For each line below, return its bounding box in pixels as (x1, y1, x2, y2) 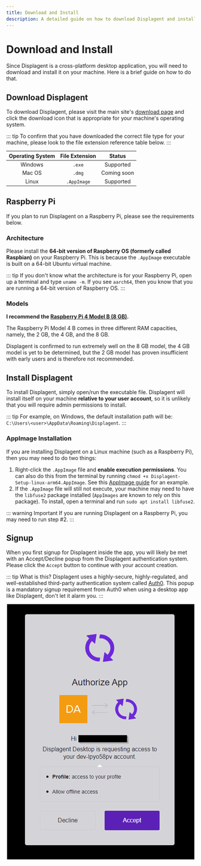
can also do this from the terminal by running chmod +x (14, 472, 149, 479)
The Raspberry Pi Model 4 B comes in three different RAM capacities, (6, 325, 178, 332)
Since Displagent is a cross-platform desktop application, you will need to (6, 62, 188, 69)
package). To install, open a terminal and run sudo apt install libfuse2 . (14, 498, 195, 505)
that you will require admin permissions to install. (6, 401, 127, 408)
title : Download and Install (6, 10, 79, 16)
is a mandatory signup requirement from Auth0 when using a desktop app (6, 586, 188, 593)
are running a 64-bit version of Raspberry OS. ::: (6, 284, 126, 292)
